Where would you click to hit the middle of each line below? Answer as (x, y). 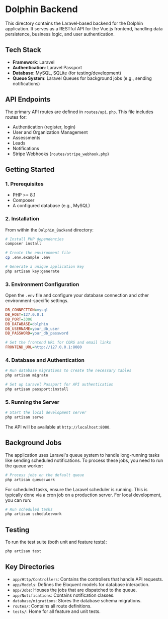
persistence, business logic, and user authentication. (60, 34)
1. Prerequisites (24, 184)
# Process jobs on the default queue (45, 475)
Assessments (26, 137)
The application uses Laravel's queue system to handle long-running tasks (82, 455)
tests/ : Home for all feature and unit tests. (56, 611)
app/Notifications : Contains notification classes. (63, 595)
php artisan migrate (27, 375)
